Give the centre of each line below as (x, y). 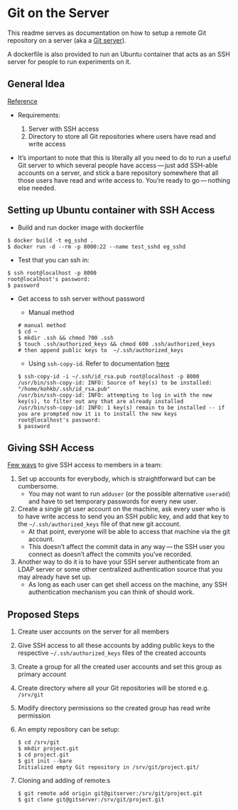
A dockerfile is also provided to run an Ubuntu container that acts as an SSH (119, 54)
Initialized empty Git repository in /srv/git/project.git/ (108, 767)
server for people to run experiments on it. (69, 61)
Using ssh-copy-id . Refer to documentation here (99, 363)
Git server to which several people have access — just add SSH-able (118, 165)
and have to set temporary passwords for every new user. (113, 501)
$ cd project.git (43, 755)
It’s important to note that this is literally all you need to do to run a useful (124, 157)
